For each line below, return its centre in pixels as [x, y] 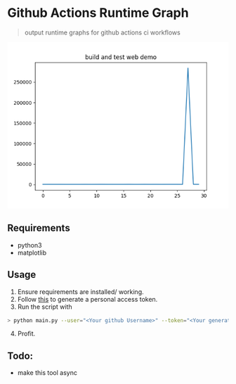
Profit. [26, 334]
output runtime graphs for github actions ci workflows [102, 32]
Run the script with [45, 307]
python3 [29, 245]
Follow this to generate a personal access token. [87, 299]
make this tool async [47, 373]
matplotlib [32, 252]
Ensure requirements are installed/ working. [80, 292]
